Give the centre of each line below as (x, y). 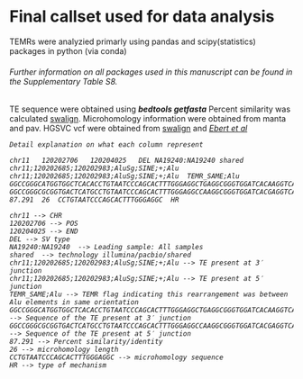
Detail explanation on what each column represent (106, 145)
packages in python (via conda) (68, 50)
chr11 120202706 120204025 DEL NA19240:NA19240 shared (127, 161)
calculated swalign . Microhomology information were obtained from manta (148, 119)
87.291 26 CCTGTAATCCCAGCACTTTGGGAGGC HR (94, 200)
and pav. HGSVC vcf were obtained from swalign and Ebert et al (129, 129)
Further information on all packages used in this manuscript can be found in (151, 72)
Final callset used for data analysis (142, 17)
